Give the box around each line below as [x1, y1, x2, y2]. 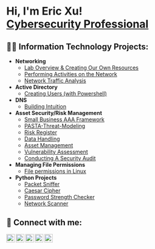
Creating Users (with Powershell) [24, 90, 108, 97]
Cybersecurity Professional [6, 17, 149, 31]
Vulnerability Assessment [24, 148, 88, 155]
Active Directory [15, 83, 58, 91]
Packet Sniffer [24, 181, 60, 188]
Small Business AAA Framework [24, 116, 105, 123]
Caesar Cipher [24, 187, 61, 194]
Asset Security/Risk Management [15, 110, 102, 116]
